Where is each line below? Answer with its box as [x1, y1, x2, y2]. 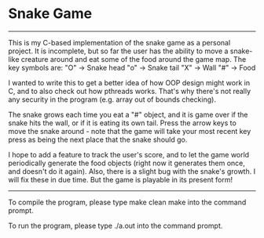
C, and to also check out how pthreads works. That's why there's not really [8, 86, 251, 96]
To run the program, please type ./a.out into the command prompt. [8, 221, 223, 230]
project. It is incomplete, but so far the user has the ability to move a [8, 46, 229, 56]
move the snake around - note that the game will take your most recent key [8, 126, 251, 135]
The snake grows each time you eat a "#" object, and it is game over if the [8, 110, 248, 119]
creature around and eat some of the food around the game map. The [20, 54, 247, 63]
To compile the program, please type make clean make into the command [8, 197, 247, 207]
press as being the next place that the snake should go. [8, 135, 188, 144]
